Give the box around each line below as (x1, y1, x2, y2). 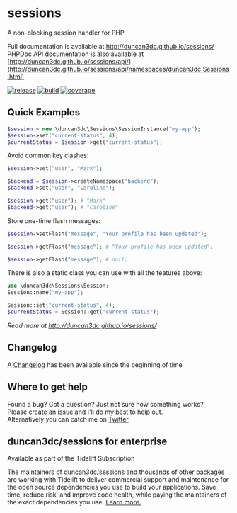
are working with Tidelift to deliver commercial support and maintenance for (7, 475, 229, 484)
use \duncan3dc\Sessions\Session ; (7, 282, 110, 290)
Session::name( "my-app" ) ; (7, 289, 83, 296)
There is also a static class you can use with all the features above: (7, 269, 202, 277)
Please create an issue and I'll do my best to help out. (7, 407, 163, 416)
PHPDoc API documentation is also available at (7, 50, 144, 58)
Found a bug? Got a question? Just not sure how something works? (7, 400, 204, 408)
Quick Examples (7, 106, 81, 118)
